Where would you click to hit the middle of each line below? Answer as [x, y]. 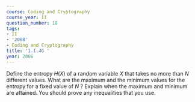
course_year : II [26, 17]
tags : [13, 28]
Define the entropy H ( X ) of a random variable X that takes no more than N [98, 73]
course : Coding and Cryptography [48, 12]
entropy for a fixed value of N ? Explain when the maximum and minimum [97, 86]
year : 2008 [20, 56]
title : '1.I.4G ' [28, 51]
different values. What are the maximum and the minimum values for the [96, 80]
